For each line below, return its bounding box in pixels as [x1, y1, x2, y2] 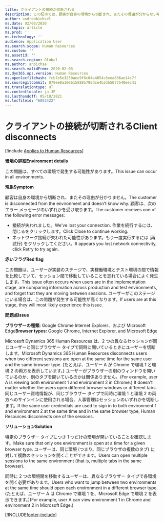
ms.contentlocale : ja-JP [5, 89, 56, 94]
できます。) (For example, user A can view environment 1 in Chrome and [9, 497, 151, 503]
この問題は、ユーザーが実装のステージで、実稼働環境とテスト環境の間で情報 [5, 267, 159, 273]
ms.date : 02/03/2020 [5, 21, 47, 26]
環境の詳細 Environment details [5, 158, 68, 164]
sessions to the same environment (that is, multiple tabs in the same [5, 458, 142, 464]
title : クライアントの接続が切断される [5, 7, 75, 12]
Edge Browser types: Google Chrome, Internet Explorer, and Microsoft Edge [5, 328, 158, 334]
